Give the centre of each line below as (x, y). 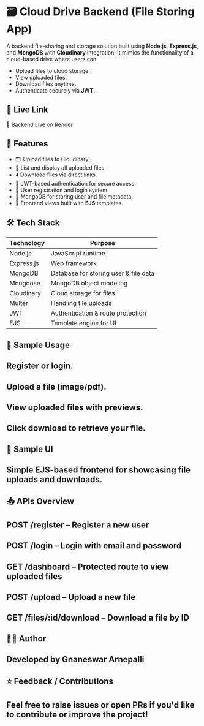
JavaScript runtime (78, 254)
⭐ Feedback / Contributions (60, 681)
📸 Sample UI (30, 449)
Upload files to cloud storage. (53, 70)
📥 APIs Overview (40, 501)
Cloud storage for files (83, 293)
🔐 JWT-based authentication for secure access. (75, 183)
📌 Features (27, 144)
